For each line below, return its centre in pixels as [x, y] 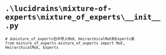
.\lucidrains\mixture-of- [58, 9]
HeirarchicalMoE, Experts [32, 47]
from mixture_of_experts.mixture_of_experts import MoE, [65, 43]
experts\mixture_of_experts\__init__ [83, 17]
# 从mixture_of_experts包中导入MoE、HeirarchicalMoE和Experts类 [70, 39]
